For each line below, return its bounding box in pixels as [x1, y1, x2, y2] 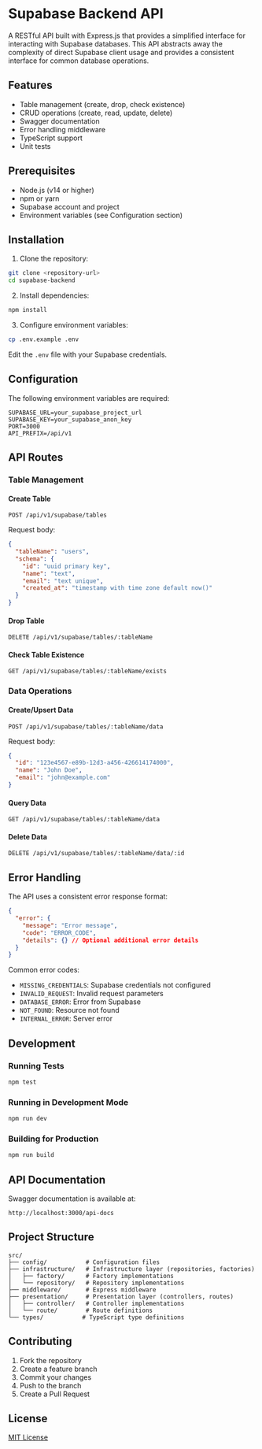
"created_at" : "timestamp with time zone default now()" [22, 584, 213, 592]
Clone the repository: [19, 254, 89, 264]
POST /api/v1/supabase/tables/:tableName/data [8, 722, 164, 731]
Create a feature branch [19, 1364, 98, 1373]
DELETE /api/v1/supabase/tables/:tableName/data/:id [8, 850, 185, 858]
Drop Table [8, 616, 45, 625]
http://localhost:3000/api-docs [8, 1210, 114, 1217]
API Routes [8, 450, 64, 465]
